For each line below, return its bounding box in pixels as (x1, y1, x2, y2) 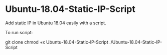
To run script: (5, 29, 33, 35)
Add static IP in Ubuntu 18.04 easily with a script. (5, 20, 106, 26)
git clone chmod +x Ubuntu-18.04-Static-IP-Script (5, 39, 109, 45)
